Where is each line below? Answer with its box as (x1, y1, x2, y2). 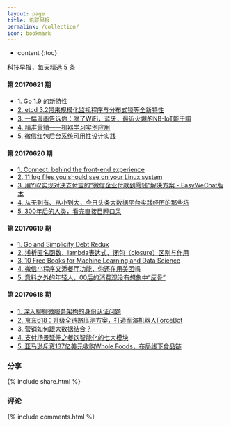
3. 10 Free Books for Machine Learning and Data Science (17, 256, 181, 265)
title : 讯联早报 (7, 17, 50, 24)
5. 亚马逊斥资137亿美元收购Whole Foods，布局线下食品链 (17, 342, 182, 350)
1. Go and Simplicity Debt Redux (17, 240, 109, 248)
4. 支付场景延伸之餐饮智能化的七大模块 (17, 334, 129, 342)
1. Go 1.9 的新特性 (17, 97, 68, 105)
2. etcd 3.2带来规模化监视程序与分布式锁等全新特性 (17, 106, 165, 114)
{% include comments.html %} (7, 412, 95, 421)
